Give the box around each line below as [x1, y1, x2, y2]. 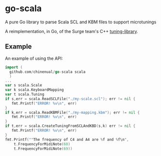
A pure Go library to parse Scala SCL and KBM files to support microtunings [5, 19, 157, 25]
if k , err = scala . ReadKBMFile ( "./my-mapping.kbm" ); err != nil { [5, 110, 140, 115]
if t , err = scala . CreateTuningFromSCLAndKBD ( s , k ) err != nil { [5, 123, 136, 129]
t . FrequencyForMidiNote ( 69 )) [14, 146, 73, 151]
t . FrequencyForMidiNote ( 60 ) [14, 141, 70, 146]
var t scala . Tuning [5, 92, 45, 97]
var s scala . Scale [5, 83, 42, 88]
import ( [5, 65, 23, 69]
